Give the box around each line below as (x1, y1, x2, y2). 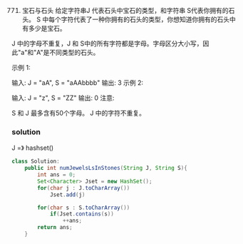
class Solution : (11, 158, 60, 166)
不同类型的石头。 (49, 49, 100, 56)
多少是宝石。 (28, 24, 66, 32)
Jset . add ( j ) (49, 191, 86, 198)
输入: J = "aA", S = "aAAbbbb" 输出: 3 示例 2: (11, 78, 144, 87)
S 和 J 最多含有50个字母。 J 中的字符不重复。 (11, 109, 145, 117)
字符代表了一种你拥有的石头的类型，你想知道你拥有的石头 (61, 15, 230, 24)
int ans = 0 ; (37, 171, 76, 178)
